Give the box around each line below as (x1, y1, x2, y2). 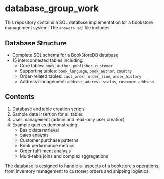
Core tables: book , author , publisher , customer (19, 62, 113, 68)
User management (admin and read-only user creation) (12, 116, 125, 122)
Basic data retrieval (19, 127, 59, 133)
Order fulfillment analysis (19, 148, 71, 154)
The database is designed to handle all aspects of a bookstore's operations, (5, 163, 160, 169)
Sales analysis (19, 132, 49, 138)
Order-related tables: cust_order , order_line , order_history (19, 73, 142, 79)
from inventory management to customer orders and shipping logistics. (5, 168, 150, 174)
